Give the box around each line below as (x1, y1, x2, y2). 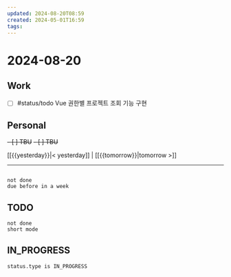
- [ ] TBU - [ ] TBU (7, 138, 58, 146)
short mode (7, 226, 38, 233)
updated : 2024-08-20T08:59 (7, 10, 85, 17)
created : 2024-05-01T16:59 (7, 17, 85, 23)
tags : (7, 23, 23, 30)
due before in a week (7, 183, 69, 190)
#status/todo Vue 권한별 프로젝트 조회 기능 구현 (16, 99, 147, 107)
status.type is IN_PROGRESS (7, 263, 88, 269)
